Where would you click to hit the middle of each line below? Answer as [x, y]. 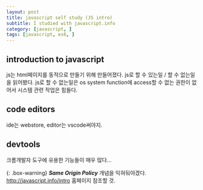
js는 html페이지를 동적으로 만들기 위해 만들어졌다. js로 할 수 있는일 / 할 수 [93, 74]
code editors [31, 109]
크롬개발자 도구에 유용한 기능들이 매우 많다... [59, 160]
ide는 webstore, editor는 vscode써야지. [54, 125]
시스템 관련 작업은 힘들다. [47, 90]
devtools [23, 145]
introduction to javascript [55, 59]
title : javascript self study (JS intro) [60, 18]
